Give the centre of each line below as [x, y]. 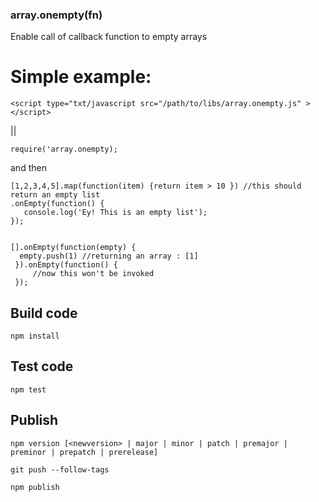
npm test [28, 389]
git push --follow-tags [60, 469]
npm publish [35, 487]
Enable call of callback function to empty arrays [109, 37]
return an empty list [55, 195]
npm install [35, 336]
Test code [42, 366]
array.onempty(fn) [56, 15]
